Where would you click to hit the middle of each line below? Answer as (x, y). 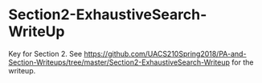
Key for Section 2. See (45, 53)
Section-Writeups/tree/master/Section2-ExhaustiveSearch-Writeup (119, 62)
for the (243, 62)
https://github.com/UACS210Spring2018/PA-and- (165, 53)
